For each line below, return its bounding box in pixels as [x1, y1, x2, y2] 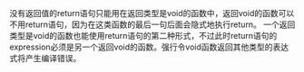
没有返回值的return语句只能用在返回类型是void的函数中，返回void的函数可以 [9, 8, 295, 18]
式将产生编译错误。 [9, 53, 82, 63]
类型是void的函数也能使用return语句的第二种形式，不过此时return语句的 [9, 31, 278, 40]
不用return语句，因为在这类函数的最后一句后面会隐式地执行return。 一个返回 [9, 19, 296, 30]
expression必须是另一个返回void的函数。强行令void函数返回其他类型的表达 [9, 41, 289, 52]
